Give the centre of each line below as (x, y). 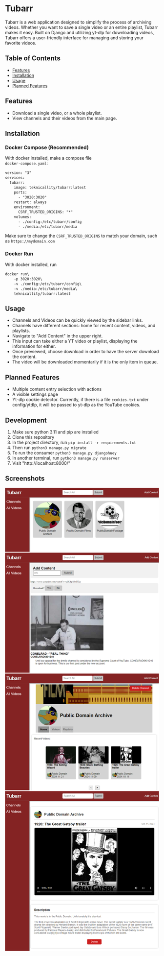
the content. (24, 357)
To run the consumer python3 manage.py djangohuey (64, 453)
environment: (27, 207)
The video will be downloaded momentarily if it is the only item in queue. (85, 362)
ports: (20, 192)
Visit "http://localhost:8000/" (41, 463)
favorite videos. (21, 43)
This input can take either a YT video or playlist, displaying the (75, 341)
